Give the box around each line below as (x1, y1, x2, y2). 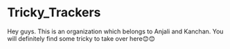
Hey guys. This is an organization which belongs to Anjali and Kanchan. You (7, 27, 224, 35)
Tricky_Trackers (7, 5, 101, 20)
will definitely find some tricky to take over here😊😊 (7, 34, 156, 42)
